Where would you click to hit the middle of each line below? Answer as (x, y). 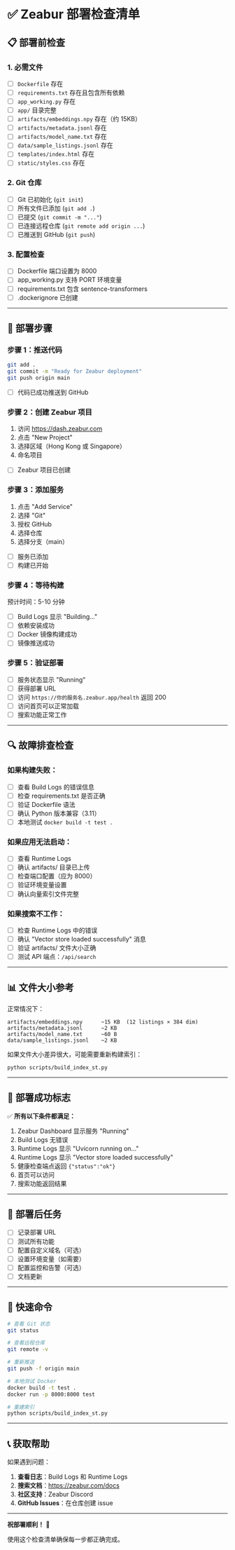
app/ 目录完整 (37, 110)
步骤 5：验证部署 (36, 663)
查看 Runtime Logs (44, 859)
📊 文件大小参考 (41, 987)
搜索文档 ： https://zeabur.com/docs (69, 1486)
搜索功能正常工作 (42, 714)
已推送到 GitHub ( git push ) (56, 235)
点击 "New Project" (45, 437)
